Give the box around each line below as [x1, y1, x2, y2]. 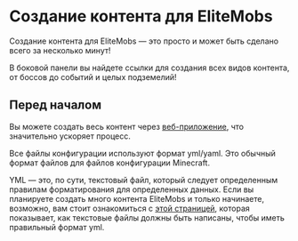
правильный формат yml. [9, 221, 105, 232]
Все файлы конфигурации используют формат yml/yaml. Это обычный [9, 148, 276, 158]
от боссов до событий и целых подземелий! [9, 71, 177, 82]
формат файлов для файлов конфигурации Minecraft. [9, 157, 211, 168]
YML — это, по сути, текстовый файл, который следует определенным [9, 174, 278, 185]
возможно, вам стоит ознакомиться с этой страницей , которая [9, 203, 251, 213]
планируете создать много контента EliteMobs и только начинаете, [9, 193, 265, 204]
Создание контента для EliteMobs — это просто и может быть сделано [9, 36, 278, 46]
